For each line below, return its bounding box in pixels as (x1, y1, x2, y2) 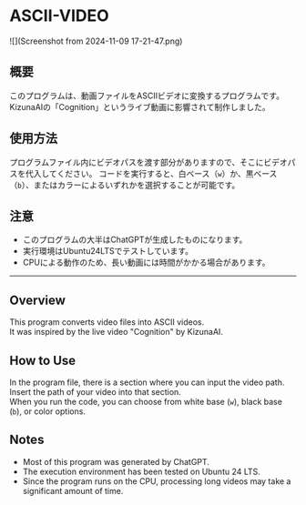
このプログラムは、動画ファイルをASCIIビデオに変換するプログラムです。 (9, 90, 285, 101)
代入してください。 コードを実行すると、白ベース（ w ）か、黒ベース (25, 167, 278, 178)
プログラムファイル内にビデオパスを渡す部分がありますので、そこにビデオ (9, 157, 289, 167)
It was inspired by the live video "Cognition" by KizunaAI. (9, 327, 223, 338)
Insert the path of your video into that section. (9, 387, 182, 397)
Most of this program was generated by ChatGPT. (22, 456, 209, 467)
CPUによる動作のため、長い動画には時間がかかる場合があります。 (22, 257, 270, 268)
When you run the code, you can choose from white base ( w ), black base (9, 397, 282, 407)
